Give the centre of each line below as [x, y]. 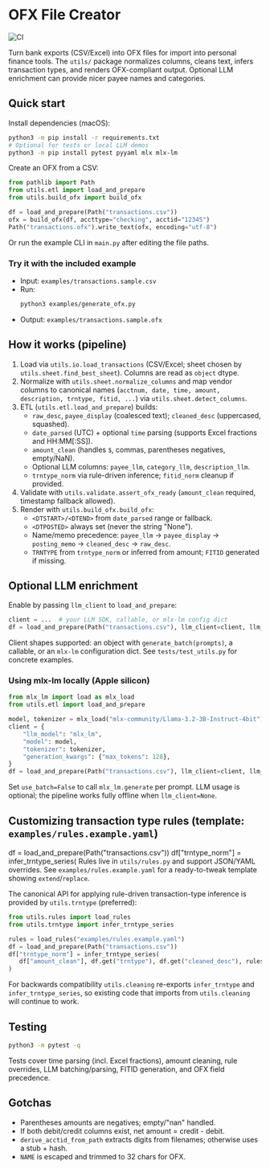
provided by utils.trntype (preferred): [73, 903]
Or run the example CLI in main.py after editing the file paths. [108, 242]
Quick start [37, 103]
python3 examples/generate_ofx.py [78, 304]
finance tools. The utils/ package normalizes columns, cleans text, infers [131, 61]
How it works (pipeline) [67, 345]
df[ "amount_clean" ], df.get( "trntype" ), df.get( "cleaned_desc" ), [131, 962]
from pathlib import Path [51, 183]
